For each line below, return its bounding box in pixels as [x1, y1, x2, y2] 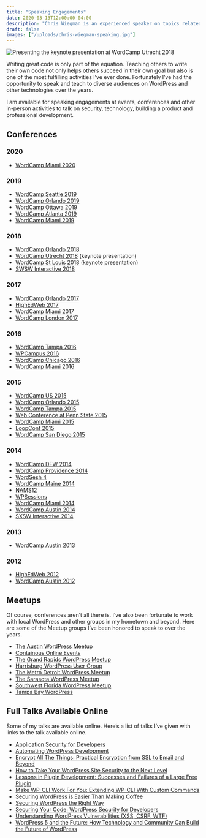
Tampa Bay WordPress [15, 689, 74, 695]
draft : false [6, 26, 40, 32]
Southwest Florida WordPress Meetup [15, 682, 112, 689]
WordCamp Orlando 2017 [15, 295, 80, 302]
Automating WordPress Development [15, 747, 109, 754]
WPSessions [15, 493, 47, 500]
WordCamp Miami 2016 [15, 363, 75, 370]
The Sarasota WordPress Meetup [15, 675, 99, 682]
